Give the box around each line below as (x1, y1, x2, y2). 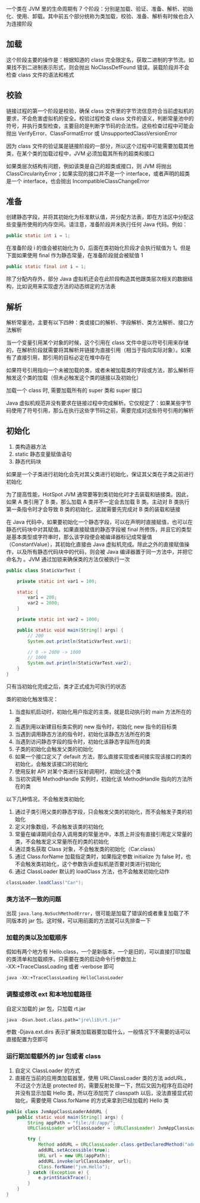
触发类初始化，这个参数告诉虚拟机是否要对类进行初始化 (25, 860, 161, 867)
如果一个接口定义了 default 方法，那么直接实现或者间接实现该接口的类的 (14, 752, 192, 760)
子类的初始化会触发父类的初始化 (14, 745, 93, 752)
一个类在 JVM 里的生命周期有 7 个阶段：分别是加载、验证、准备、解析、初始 (6, 5, 193, 12)
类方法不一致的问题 (6, 894, 61, 903)
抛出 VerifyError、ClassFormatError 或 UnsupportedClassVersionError (6, 129, 177, 137)
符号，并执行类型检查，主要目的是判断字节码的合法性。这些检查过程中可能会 (6, 122, 194, 129)
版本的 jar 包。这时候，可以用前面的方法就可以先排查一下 (11, 917, 151, 924)
